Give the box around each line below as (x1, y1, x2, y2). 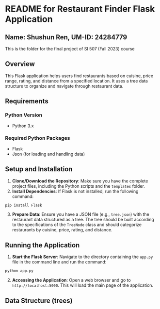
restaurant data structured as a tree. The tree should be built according (12, 217, 154, 223)
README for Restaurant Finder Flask (5, 3, 155, 15)
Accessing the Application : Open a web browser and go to (12, 277, 131, 283)
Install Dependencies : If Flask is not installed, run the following (12, 188, 139, 194)
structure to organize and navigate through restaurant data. (5, 83, 124, 89)
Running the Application (5, 241, 80, 249)
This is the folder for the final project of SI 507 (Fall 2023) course (5, 46, 135, 51)
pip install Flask (5, 203, 42, 208)
